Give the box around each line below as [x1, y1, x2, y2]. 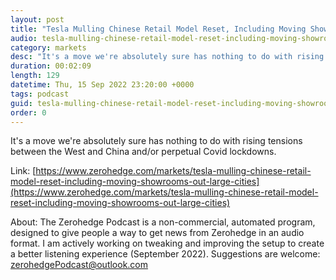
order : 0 [10, 107, 47, 118]
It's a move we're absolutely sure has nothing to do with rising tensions [10, 135, 303, 147]
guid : [10, 98, 33, 108]
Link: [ [10, 165, 37, 177]
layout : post [10, 14, 65, 25]
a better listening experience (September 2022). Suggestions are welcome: [10, 248, 321, 260]
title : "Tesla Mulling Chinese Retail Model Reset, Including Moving [10, 24, 307, 34]
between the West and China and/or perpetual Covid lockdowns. [10, 146, 277, 158]
